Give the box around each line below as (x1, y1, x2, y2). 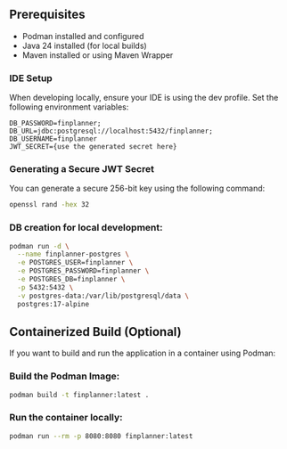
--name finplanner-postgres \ (17, 249, 129, 259)
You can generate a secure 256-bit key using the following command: (9, 183, 266, 194)
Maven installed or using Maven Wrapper (21, 49, 174, 61)
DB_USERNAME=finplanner (9, 135, 98, 143)
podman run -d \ (9, 241, 70, 250)
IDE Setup (9, 71, 53, 84)
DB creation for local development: (9, 222, 163, 234)
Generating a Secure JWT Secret (9, 163, 154, 176)
